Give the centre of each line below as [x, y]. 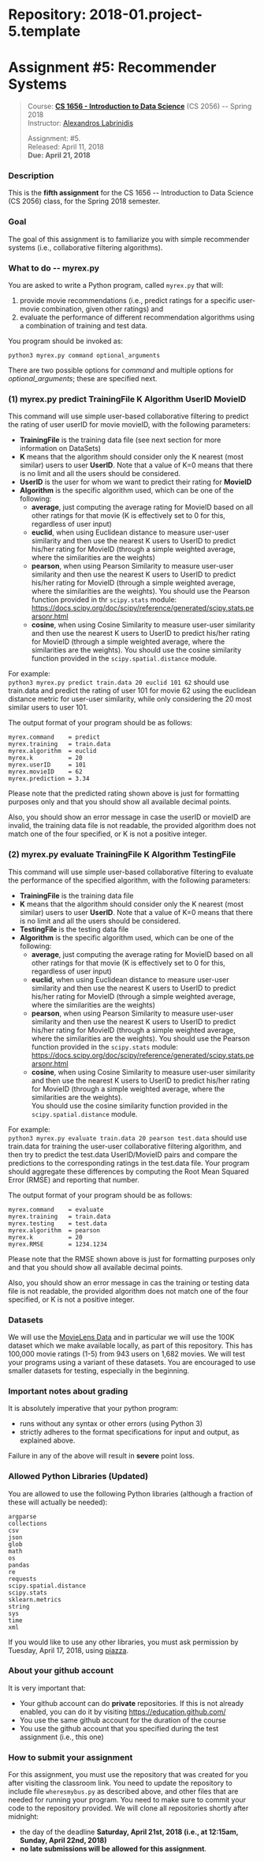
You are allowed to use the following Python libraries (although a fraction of [131, 1493]
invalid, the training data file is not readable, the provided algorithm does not [132, 826]
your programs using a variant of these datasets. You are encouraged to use [132, 1362]
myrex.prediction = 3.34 [49, 779]
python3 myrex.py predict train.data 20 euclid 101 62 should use [119, 683]
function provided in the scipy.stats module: [105, 1046]
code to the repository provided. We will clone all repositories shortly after [128, 1808]
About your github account [61, 1670]
